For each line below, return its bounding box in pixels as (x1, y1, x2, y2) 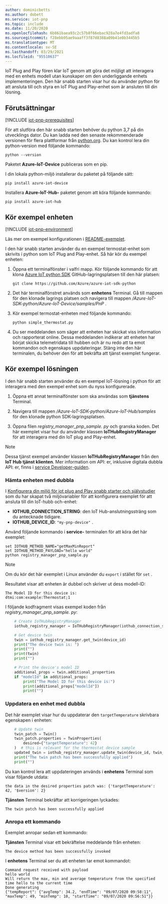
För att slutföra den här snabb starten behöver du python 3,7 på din (5, 127, 144, 133)
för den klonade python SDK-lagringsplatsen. (12, 413, 105, 419)
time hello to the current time (5, 880, 72, 885)
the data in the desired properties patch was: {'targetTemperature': (5, 783, 155, 788)
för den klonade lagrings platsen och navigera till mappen (12, 295, 131, 301)
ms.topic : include (5, 21, 43, 27)
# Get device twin (14, 632, 52, 638)
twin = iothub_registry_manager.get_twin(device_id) (14, 637, 126, 642)
